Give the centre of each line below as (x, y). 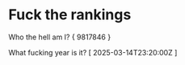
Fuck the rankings (70, 15)
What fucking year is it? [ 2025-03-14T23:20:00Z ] (93, 52)
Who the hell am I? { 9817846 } (60, 37)
